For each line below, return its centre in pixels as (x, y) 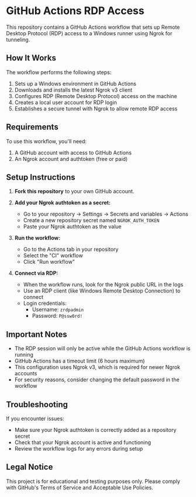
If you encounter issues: (35, 419)
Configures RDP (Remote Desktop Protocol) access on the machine (96, 96)
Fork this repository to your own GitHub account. (74, 192)
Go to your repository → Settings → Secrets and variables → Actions (106, 214)
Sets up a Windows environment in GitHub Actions (75, 83)
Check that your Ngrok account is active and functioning (82, 442)
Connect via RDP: (36, 273)
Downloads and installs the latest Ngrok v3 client (73, 90)
